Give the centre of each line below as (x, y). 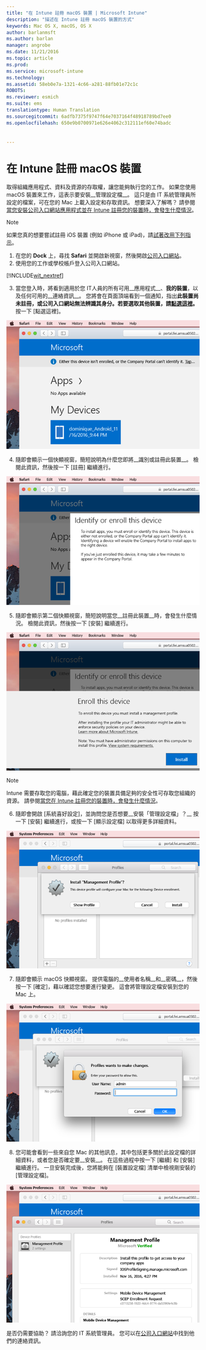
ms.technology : (26, 78)
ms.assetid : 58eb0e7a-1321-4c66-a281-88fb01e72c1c (72, 84)
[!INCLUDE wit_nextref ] (35, 275)
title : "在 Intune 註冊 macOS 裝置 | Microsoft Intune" (77, 13)
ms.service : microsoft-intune (45, 71)
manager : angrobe (29, 45)
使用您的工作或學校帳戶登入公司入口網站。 (69, 263)
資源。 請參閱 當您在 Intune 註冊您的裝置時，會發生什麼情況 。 (84, 800)
